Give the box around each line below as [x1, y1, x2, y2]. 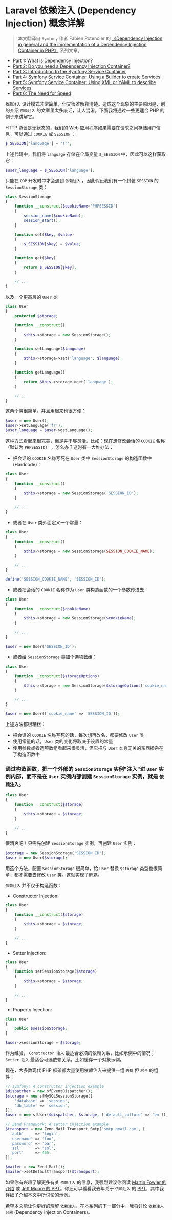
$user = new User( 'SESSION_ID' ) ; [5, 644, 77, 649]
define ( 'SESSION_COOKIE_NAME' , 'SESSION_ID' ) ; [5, 577, 106, 582]
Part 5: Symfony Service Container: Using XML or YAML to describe [12, 79, 156, 85]
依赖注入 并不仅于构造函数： [5, 882, 62, 888]
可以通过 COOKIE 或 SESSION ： [14, 131, 76, 137]
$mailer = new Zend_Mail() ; [5, 1164, 66, 1170]
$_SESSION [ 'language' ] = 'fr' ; [5, 141, 72, 146]
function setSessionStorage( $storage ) [14, 969, 97, 974]
